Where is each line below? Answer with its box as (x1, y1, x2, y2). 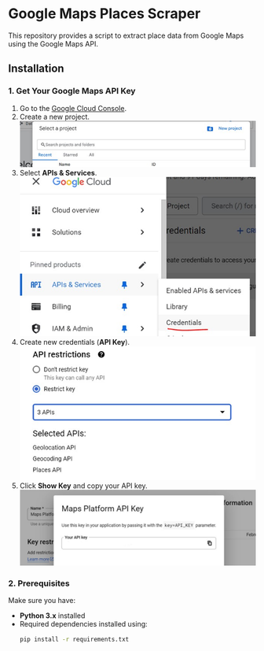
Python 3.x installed (19, 611, 86, 620)
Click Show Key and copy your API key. (19, 481, 148, 490)
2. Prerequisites (8, 578, 71, 589)
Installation (8, 62, 64, 76)
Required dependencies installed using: (19, 620, 148, 628)
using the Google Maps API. (8, 39, 98, 48)
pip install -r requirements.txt (19, 635, 130, 643)
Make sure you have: (8, 596, 76, 605)
